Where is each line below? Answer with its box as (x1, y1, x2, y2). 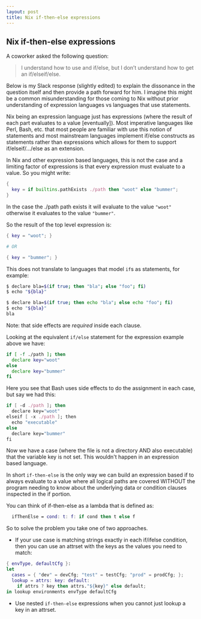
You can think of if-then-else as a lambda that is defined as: (6, 502, 154, 510)
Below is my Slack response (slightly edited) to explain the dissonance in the (6, 82, 196, 90)
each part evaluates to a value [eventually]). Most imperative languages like (6, 120, 193, 127)
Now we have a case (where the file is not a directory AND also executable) (6, 447, 193, 454)
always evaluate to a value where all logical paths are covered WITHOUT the (6, 478, 196, 485)
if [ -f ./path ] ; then (6, 351, 66, 358)
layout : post (6, 8, 39, 15)
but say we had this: (6, 391, 56, 398)
